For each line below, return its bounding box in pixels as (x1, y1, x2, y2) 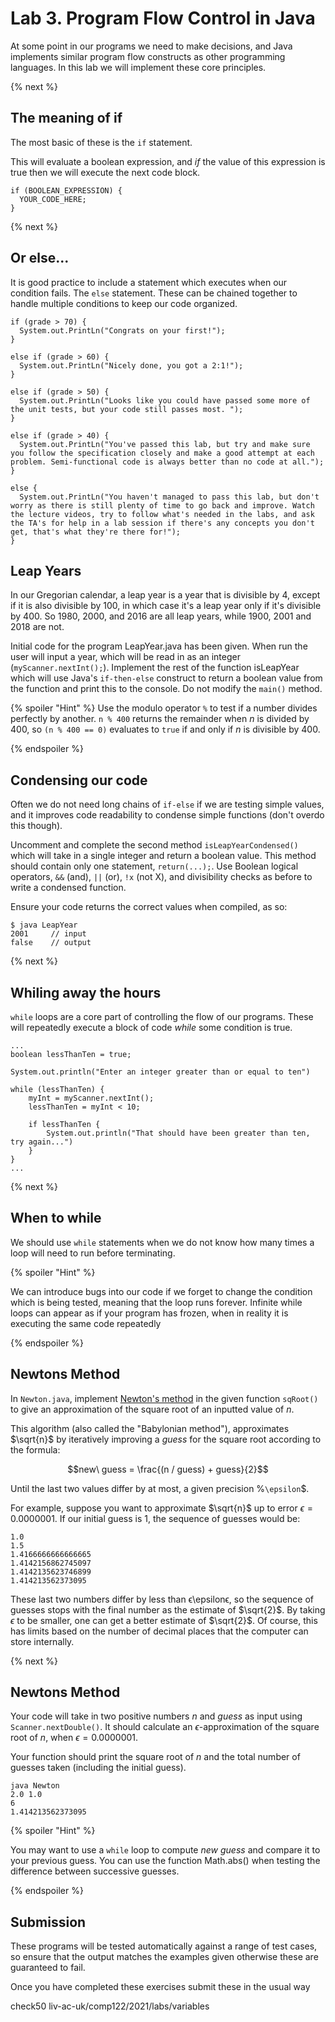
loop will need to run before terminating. (10, 1247, 176, 1259)
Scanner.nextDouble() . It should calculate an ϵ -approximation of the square (10, 1721, 320, 1733)
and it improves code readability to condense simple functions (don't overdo (10, 809, 325, 821)
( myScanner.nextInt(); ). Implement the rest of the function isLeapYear (10, 662, 300, 674)
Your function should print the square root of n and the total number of (10, 1751, 301, 1763)
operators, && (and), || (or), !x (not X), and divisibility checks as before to (10, 871, 313, 883)
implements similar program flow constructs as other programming (10, 50, 286, 62)
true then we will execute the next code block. (10, 166, 201, 178)
